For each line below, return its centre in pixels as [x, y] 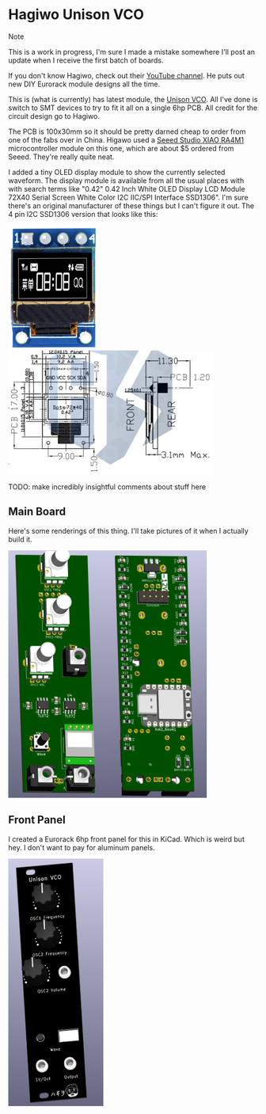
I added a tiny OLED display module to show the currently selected [117, 172]
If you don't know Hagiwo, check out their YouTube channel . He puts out [127, 75]
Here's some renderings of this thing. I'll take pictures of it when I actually [129, 530]
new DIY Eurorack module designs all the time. [84, 84]
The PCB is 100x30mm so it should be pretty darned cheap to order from [127, 131]
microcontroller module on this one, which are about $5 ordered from [121, 148]
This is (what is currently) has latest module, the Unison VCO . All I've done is [133, 99]
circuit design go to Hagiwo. [54, 116]
